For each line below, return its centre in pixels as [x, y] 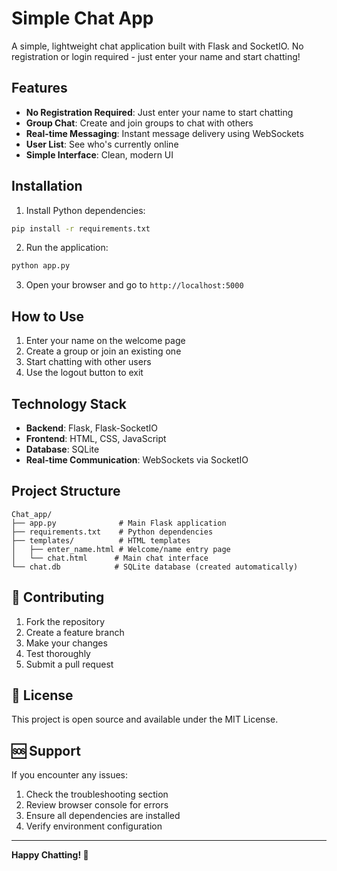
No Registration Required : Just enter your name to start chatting [159, 112]
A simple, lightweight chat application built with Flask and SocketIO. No [157, 46]
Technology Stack [69, 403]
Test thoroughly [58, 653]
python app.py [41, 266]
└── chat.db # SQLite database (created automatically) [155, 567]
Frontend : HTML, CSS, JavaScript [96, 438]
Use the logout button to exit [84, 373]
